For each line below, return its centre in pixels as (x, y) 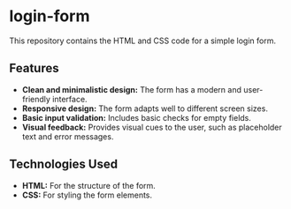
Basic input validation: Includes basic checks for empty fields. (137, 117)
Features (34, 68)
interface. (70, 99)
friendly (36, 99)
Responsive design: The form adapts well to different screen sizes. (145, 108)
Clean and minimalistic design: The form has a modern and (131, 89)
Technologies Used (63, 164)
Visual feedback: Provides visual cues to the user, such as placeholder (152, 127)
